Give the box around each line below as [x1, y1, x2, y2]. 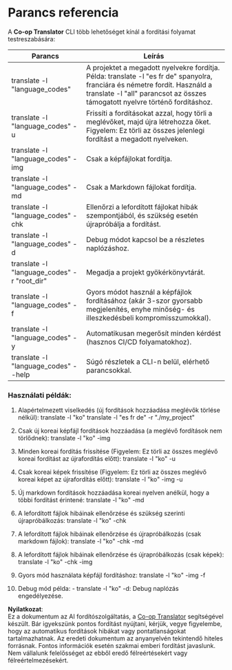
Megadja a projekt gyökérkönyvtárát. [85, 267, 205, 277]
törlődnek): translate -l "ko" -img [17, 434, 111, 442]
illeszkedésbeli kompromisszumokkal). [85, 313, 211, 323]
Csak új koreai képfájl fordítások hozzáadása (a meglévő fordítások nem [17, 426, 222, 435]
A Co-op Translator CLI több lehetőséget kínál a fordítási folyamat [8, 28, 196, 36]
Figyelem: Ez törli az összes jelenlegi [85, 125, 205, 135]
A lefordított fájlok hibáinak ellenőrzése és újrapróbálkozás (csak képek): [17, 550, 224, 559]
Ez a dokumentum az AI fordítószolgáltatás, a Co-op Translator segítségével [8, 612, 224, 620]
